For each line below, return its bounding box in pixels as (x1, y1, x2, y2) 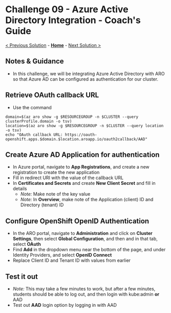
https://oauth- (65, 132, 97, 137)
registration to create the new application (12, 170, 100, 176)
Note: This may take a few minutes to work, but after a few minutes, (12, 286, 156, 292)
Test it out (5, 272, 38, 281)
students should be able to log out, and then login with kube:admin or (12, 291, 160, 297)
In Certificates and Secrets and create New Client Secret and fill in (12, 180, 156, 186)
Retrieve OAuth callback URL (5, 91, 99, 100)
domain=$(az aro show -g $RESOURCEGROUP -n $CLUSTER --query (5, 114, 139, 119)
